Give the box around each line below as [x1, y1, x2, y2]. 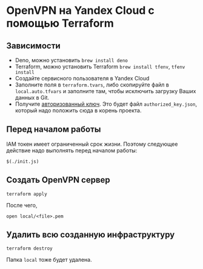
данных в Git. [15, 94, 50, 101]
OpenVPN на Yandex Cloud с [6, 4, 155, 18]
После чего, [6, 201, 38, 209]
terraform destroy [6, 245, 53, 251]
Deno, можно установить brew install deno [15, 57, 128, 63]
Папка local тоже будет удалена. [6, 256, 92, 264]
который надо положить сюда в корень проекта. [15, 107, 142, 114]
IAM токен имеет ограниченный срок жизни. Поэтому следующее [6, 140, 178, 147]
